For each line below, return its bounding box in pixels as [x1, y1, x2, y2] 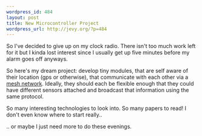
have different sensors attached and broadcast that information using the [6, 86, 189, 94]
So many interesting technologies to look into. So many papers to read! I [6, 104, 187, 112]
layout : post [6, 15, 39, 21]
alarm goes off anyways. [6, 55, 68, 63]
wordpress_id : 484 [6, 8, 53, 15]
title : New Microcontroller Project [6, 20, 99, 26]
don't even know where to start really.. [6, 111, 103, 118]
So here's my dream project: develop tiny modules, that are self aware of [6, 67, 189, 75]
